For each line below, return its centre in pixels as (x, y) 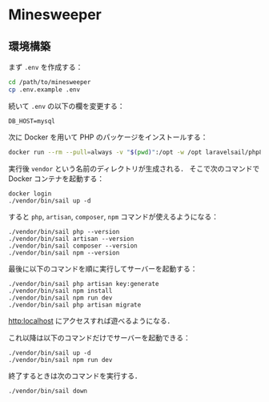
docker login (30, 194)
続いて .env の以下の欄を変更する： (67, 106)
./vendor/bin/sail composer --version (73, 246)
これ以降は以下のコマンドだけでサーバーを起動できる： (99, 337)
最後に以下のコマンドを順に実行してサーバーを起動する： (103, 268)
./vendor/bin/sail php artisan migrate (75, 305)
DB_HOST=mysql (32, 121)
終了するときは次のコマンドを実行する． (75, 376)
